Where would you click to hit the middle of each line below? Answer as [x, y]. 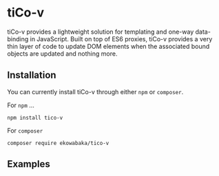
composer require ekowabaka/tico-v [58, 143]
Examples [29, 164]
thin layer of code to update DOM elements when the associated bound [108, 46]
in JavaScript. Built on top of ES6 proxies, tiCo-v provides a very [121, 38]
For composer [25, 130]
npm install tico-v [35, 118]
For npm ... [21, 105]
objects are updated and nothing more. [62, 54]
